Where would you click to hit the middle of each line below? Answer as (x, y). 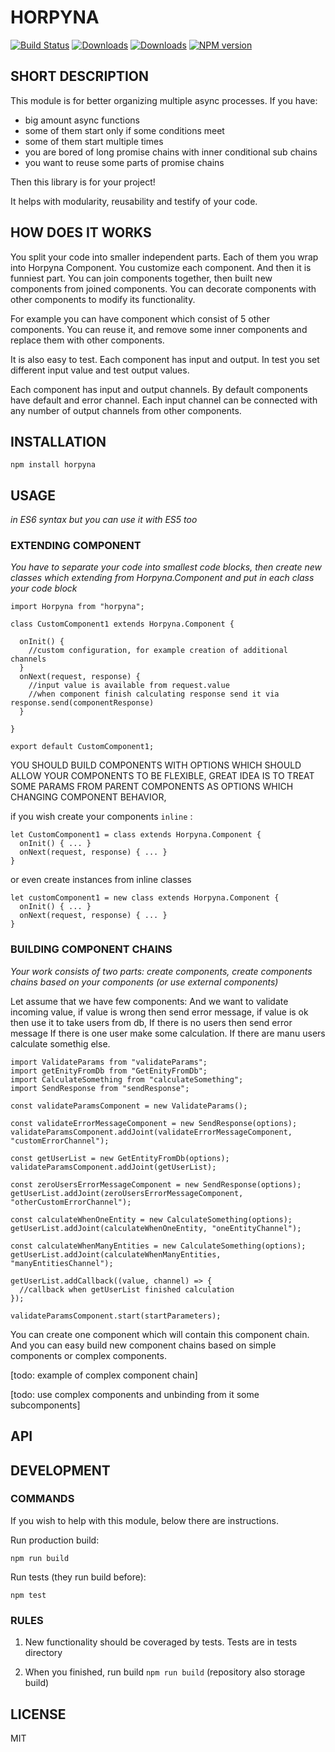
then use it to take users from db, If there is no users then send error (151, 1022)
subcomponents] (45, 1405)
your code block (44, 588)
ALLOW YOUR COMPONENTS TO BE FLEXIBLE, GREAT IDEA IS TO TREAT (162, 776)
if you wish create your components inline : (101, 817)
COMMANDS (42, 1499)
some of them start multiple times (94, 141)
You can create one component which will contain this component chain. (160, 1334)
